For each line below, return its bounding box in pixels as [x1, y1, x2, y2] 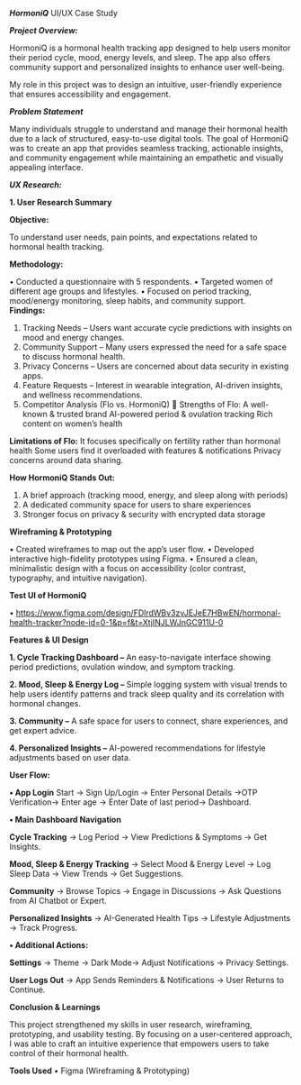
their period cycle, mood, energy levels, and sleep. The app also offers [9, 52, 271, 62]
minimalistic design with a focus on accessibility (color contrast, [9, 563, 246, 573]
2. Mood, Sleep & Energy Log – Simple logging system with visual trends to [9, 679, 288, 689]
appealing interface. [9, 162, 84, 172]
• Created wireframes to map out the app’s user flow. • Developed [9, 544, 254, 554]
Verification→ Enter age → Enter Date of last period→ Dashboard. [9, 797, 252, 807]
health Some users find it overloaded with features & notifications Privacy [9, 445, 281, 456]
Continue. [9, 984, 46, 995]
